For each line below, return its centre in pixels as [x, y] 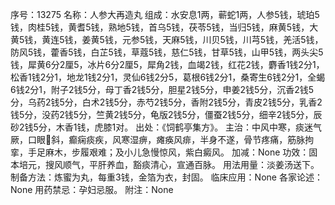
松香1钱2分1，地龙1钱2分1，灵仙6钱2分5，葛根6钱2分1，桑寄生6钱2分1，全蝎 [168, 77]
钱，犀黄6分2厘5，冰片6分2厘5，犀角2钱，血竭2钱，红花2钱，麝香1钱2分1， [167, 64]
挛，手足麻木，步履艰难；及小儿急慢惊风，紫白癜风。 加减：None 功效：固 [164, 152]
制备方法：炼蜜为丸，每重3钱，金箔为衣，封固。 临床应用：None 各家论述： [166, 177]
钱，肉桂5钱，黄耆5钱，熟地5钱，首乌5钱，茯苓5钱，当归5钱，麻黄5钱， [160, 27]
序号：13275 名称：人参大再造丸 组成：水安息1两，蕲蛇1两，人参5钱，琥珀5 [165, 14]
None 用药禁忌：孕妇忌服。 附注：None [92, 189]
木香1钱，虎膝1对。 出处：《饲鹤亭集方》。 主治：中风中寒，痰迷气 [189, 127]
